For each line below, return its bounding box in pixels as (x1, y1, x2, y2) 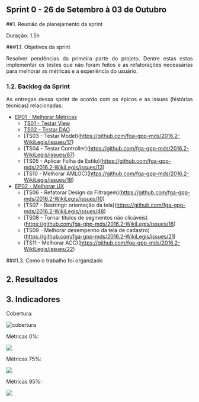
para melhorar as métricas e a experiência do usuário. (6, 67, 138, 75)
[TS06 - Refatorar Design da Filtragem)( (23, 189, 121, 196)
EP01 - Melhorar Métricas (14, 114, 77, 121)
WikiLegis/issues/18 (23, 176, 72, 184)
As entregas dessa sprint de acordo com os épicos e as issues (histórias (6, 96, 193, 103)
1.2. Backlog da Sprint (6, 82, 70, 91)
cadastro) (126, 227, 150, 234)
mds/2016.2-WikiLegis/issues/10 (23, 195, 103, 202)
